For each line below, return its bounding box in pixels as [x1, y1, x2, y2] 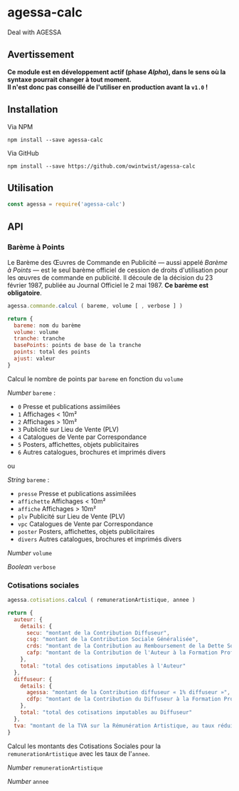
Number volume [7, 548, 52, 557]
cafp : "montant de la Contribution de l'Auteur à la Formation [26, 649, 218, 657]
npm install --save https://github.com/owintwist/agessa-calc [7, 162, 196, 170]
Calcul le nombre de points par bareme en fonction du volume [7, 374, 184, 383]
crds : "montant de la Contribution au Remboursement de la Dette [26, 643, 224, 650]
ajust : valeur [14, 355, 55, 363]
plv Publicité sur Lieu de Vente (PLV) [17, 512, 126, 520]
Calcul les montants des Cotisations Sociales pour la [7, 742, 161, 750]
